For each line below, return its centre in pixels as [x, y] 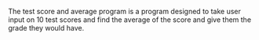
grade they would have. [46, 28]
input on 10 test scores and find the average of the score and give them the [130, 20]
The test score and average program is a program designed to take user [124, 11]
